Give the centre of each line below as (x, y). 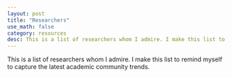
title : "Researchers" (39, 20)
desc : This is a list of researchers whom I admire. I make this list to (116, 40)
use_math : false (31, 26)
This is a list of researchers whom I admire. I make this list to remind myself (115, 59)
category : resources (37, 33)
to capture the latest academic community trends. (78, 67)
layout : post (26, 14)
